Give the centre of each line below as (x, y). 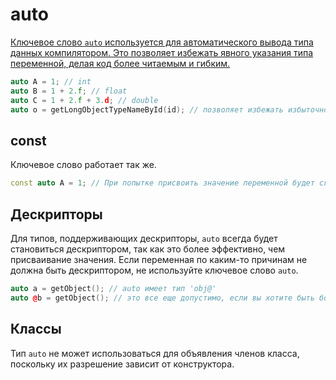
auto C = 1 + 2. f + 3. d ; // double (84, 100)
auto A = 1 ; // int (51, 81)
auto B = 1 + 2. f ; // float (69, 91)
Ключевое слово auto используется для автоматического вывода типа (162, 42)
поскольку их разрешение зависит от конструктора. (122, 364)
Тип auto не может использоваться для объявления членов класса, (155, 353)
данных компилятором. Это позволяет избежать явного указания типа (162, 52)
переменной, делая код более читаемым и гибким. (120, 63)
